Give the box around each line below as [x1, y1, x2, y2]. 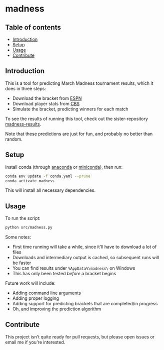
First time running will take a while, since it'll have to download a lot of [12, 244, 157, 250]
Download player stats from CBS [12, 100, 80, 106]
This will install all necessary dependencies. [5, 187, 96, 193]
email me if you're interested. [5, 339, 65, 345]
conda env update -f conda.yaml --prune [5, 174, 91, 179]
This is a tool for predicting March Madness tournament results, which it [5, 80, 153, 86]
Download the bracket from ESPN [12, 95, 82, 101]
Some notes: [5, 234, 31, 240]
